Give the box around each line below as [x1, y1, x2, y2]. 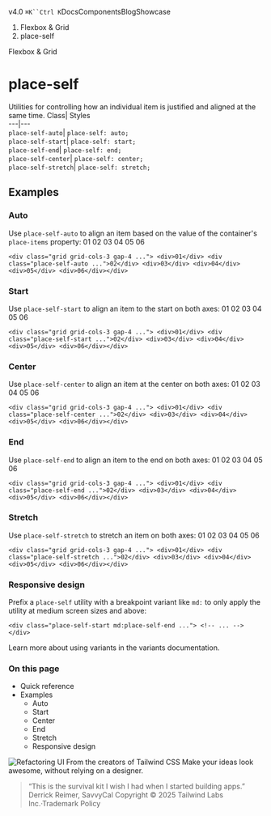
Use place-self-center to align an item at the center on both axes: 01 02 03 [8, 380, 260, 389]
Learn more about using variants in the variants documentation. [8, 643, 220, 652]
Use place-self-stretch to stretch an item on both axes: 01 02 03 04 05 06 [8, 530, 260, 540]
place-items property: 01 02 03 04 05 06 [8, 236, 146, 246]
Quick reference [19, 682, 74, 691]
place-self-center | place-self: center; [8, 153, 144, 163]
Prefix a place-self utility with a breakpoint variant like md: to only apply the [8, 597, 261, 607]
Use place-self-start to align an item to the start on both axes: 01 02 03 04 [8, 304, 262, 313]
